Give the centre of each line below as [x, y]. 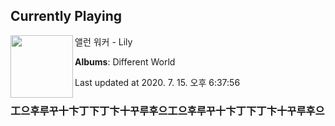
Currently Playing [66, 16]
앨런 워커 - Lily [103, 41]
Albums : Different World [125, 61]
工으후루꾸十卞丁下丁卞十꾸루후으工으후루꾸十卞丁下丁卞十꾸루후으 [167, 111]
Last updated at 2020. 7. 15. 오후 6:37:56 [157, 82]
